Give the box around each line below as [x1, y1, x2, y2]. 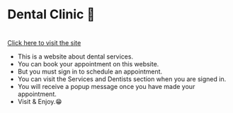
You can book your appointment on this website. [17, 60, 159, 69]
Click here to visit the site [7, 39, 81, 47]
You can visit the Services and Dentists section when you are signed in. [17, 75, 227, 83]
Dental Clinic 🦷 [7, 6, 96, 23]
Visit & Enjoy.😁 [17, 97, 62, 106]
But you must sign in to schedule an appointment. [17, 67, 163, 76]
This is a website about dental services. [17, 52, 133, 61]
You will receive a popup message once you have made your [17, 83, 195, 91]
